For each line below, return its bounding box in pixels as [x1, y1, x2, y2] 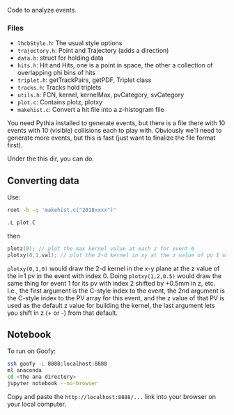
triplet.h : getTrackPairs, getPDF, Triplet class [17, 76, 152, 84]
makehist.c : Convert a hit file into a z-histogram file [17, 106, 165, 114]
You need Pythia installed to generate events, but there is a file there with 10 [7, 119, 226, 127]
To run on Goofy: [7, 347, 56, 355]
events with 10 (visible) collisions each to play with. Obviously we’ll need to [7, 127, 222, 135]
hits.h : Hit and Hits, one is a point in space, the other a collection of [17, 61, 214, 70]
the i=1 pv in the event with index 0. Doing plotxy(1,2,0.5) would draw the [7, 271, 222, 280]
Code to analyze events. [7, 6, 77, 14]
